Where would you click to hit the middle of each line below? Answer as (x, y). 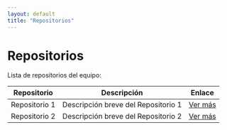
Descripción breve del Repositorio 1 (122, 105)
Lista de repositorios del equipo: (54, 75)
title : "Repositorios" (41, 21)
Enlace (202, 93)
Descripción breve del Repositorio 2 (122, 117)
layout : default (31, 14)
